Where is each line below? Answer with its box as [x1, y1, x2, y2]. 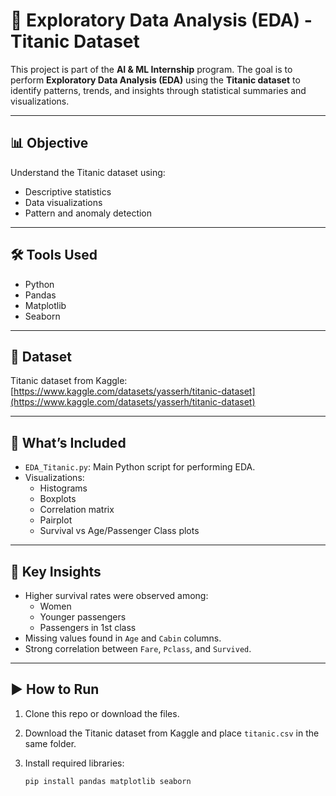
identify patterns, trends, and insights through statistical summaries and [10, 84, 307, 96]
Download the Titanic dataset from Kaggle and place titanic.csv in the [24, 727, 320, 739]
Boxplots [39, 493, 77, 505]
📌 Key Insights [10, 563, 102, 580]
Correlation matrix [39, 504, 115, 516]
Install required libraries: [24, 757, 125, 769]
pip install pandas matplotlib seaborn [24, 776, 192, 786]
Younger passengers [39, 611, 127, 623]
